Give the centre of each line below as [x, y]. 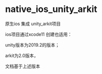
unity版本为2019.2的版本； [32, 45]
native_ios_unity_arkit [51, 9]
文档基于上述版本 [23, 66]
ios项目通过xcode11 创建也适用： [39, 34]
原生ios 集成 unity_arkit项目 [33, 23]
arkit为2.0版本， [22, 55]
